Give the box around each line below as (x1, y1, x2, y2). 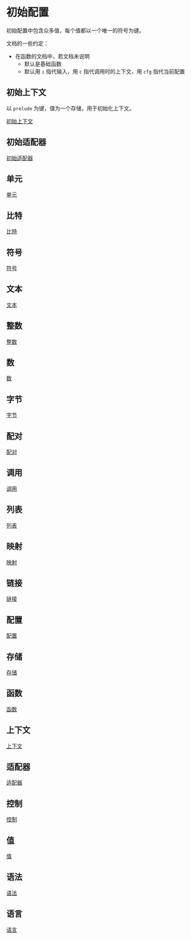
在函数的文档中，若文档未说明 (15, 52, 90, 60)
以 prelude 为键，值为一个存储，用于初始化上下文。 (6, 104, 135, 112)
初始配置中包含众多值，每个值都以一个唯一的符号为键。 (6, 27, 144, 34)
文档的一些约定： (6, 39, 49, 47)
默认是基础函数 (24, 60, 62, 67)
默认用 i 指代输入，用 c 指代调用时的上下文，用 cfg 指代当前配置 (24, 67, 186, 75)
